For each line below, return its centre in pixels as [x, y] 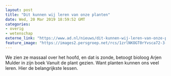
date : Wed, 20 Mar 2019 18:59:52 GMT [45, 19]
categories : [18, 24]
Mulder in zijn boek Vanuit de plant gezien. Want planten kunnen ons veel [82, 63]
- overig [15, 29]
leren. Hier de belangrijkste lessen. [42, 68]
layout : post [19, 10]
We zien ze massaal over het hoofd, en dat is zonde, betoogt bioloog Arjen [83, 57]
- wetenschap [19, 33]
